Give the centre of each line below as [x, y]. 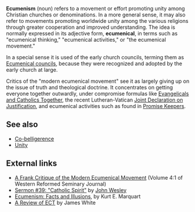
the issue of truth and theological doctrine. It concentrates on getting [90, 87]
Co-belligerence [34, 139]
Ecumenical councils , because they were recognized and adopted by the [94, 63]
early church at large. [32, 70]
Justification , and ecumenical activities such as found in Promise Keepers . [96, 106]
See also [22, 125]
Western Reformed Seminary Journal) [60, 184]
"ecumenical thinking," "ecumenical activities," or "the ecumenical [86, 40]
